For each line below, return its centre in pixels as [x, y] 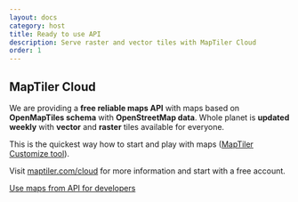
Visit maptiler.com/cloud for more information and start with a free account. [148, 171]
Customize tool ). [39, 153]
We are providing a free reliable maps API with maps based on [125, 108]
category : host [37, 26]
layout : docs [33, 17]
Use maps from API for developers [72, 188]
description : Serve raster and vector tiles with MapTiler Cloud [133, 42]
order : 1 [25, 51]
